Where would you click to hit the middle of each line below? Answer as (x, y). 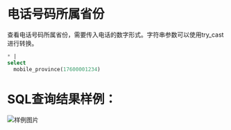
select (17, 63)
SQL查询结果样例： (62, 99)
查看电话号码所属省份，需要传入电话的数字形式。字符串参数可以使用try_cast (115, 35)
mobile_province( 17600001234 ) (57, 69)
